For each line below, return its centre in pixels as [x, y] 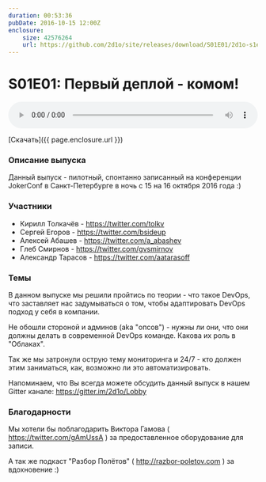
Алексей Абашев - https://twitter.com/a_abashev [101, 240]
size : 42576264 [47, 38]
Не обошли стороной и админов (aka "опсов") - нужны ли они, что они [128, 327]
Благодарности [40, 412]
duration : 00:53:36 [40, 15]
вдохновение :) [34, 470]
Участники [30, 207]
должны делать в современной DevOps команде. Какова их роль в [122, 335]
